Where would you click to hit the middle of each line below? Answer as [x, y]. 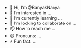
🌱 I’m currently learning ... [36, 18]
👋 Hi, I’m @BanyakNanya [35, 8]
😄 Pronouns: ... [26, 36]
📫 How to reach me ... [32, 29]
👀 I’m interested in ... [30, 13]
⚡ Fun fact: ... [23, 41]
